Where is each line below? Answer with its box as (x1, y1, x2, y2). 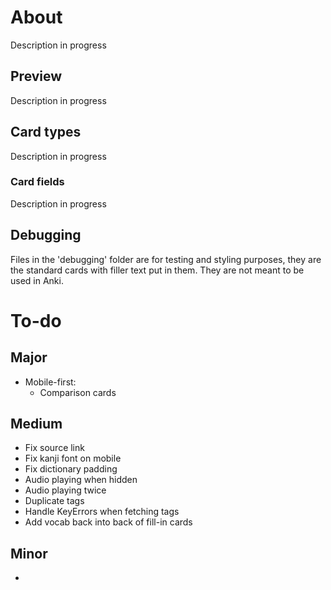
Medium (10, 416, 63, 433)
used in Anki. (10, 274, 64, 286)
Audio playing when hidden (24, 474, 138, 486)
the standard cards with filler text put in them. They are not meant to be (10, 264, 305, 276)
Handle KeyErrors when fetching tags (24, 506, 180, 518)
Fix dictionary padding (24, 463, 118, 475)
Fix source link (24, 442, 85, 454)
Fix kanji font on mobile (24, 452, 122, 465)
